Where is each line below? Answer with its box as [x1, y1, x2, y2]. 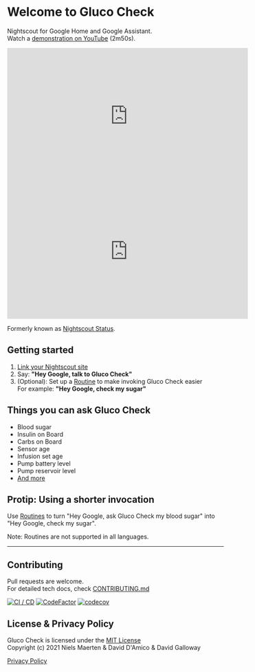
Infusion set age [16, 452, 63, 460]
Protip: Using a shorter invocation [7, 493, 155, 506]
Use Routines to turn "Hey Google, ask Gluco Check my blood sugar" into [7, 512, 215, 520]
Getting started [7, 345, 74, 356]
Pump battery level [16, 459, 71, 468]
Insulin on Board [16, 430, 64, 438]
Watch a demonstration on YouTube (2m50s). [7, 34, 136, 42]
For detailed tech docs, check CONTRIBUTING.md [7, 585, 150, 593]
